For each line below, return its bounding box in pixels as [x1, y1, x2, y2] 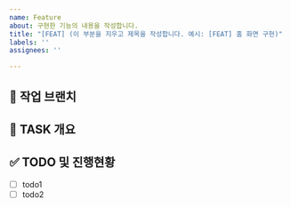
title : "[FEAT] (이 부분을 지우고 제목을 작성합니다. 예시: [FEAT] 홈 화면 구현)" [9, 29, 283, 38]
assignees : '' [9, 46, 62, 55]
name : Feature [9, 12, 62, 22]
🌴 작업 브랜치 [9, 89, 77, 104]
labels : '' [9, 37, 50, 47]
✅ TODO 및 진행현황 [9, 155, 116, 170]
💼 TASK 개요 [9, 122, 76, 137]
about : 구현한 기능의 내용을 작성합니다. [9, 21, 139, 30]
